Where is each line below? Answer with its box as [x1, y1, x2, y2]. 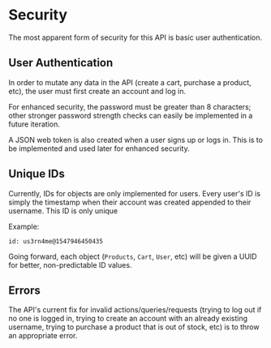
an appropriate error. [8, 331, 78, 341]
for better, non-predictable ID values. [8, 260, 132, 269]
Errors [8, 283, 41, 297]
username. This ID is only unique [8, 205, 118, 216]
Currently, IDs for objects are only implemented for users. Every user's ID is [8, 188, 261, 198]
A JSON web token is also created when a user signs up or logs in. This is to [8, 135, 264, 144]
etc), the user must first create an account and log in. [8, 86, 187, 96]
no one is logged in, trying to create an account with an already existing [8, 314, 248, 324]
